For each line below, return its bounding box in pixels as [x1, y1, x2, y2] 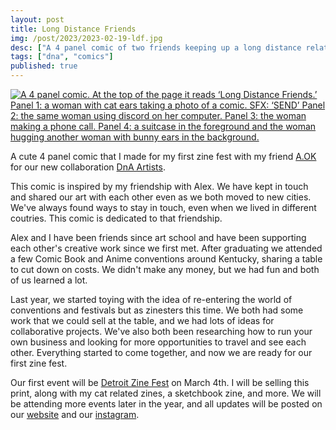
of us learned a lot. [10, 274, 88, 286]
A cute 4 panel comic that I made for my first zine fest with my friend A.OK [10, 151, 317, 162]
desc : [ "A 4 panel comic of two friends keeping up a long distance [10, 42, 302, 53]
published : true [10, 61, 78, 71]
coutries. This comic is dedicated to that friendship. [10, 212, 223, 224]
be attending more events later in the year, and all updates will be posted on [10, 398, 323, 410]
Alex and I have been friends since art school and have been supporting [10, 232, 307, 243]
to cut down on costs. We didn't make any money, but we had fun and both [10, 264, 320, 275]
